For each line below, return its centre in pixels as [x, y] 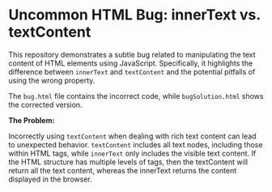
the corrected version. [45, 105]
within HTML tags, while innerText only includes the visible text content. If [132, 153]
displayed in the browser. [50, 179]
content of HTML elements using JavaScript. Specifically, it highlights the [131, 63]
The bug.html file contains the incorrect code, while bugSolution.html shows [136, 96]
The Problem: [32, 120]
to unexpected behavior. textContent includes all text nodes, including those [136, 144]
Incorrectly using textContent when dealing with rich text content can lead [132, 136]
